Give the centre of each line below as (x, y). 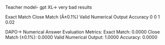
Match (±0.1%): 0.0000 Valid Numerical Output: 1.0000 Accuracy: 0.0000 (81, 37)
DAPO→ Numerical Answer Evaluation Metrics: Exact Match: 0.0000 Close (82, 32)
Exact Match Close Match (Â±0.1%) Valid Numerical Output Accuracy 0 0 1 (82, 17)
